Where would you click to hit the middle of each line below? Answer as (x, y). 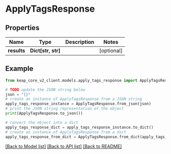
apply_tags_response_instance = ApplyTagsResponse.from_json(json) (78, 104)
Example (19, 69)
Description (80, 42)
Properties (22, 28)
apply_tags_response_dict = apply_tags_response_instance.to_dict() (79, 127)
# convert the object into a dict (42, 122)
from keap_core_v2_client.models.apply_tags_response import (72, 80)
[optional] (111, 50)
